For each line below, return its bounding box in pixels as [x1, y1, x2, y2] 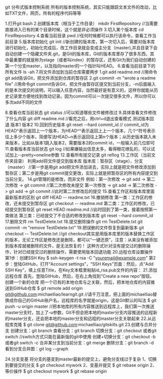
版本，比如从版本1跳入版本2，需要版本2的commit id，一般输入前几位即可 [9, 140, 155, 145]
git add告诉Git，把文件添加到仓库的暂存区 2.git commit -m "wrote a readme [5, 75, 156, 81]
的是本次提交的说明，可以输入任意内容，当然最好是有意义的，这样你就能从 [5, 87, 154, 93]
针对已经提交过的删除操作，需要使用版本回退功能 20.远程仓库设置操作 [13, 249, 153, 254]
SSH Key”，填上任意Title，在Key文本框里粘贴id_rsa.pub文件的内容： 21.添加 [5, 267, 158, 273]
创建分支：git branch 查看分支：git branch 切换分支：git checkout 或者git [10, 328, 157, 333]
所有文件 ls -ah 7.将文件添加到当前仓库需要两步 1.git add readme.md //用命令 [5, 69, 158, 75]
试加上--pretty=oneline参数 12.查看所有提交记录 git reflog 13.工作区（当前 [5, 152, 152, 158]
